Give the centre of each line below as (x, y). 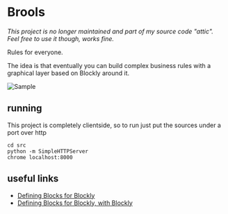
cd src (17, 145)
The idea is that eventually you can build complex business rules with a (109, 65)
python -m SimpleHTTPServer (48, 151)
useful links (33, 179)
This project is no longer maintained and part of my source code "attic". (110, 31)
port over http (27, 132)
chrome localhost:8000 (40, 157)
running (25, 108)
